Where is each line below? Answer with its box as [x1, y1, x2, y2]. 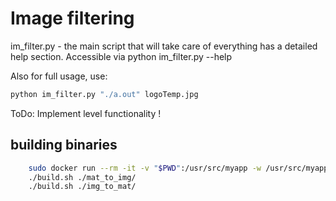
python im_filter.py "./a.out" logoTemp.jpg [10, 89, 199, 99]
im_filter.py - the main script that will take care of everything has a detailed [10, 40, 318, 52]
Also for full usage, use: [10, 70, 108, 82]
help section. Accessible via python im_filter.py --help [10, 50, 233, 62]
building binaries [10, 137, 118, 154]
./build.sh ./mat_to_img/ [28, 172, 137, 182]
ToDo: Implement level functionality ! [10, 107, 162, 119]
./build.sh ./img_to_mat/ [28, 182, 137, 192]
